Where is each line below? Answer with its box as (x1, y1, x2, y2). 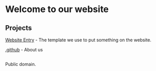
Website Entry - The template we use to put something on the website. (5, 37, 152, 43)
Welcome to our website (5, 4, 109, 15)
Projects (5, 24, 32, 32)
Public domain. (5, 61, 36, 67)
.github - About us (5, 47, 43, 52)
